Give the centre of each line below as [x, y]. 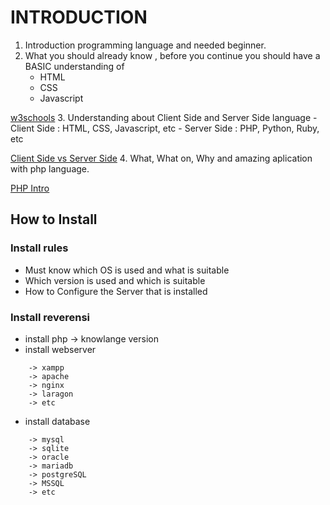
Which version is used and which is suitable [115, 280]
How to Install [54, 219]
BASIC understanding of [74, 66]
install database [57, 421]
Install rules [39, 248]
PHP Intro [30, 188]
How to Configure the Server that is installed [116, 291]
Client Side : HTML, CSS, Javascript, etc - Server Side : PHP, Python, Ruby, [165, 128]
